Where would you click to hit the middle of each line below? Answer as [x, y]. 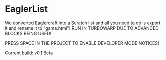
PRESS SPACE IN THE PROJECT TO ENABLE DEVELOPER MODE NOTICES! [82, 43]
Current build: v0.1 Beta [29, 53]
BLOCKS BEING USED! [28, 33]
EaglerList [27, 9]
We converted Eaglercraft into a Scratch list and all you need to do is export [83, 23]
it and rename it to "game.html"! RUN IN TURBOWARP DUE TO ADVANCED [82, 28]
